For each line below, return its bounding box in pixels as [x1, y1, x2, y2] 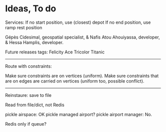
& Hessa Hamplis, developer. [5, 39, 64, 45]
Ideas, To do [5, 3, 56, 14]
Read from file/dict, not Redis [5, 102, 65, 108]
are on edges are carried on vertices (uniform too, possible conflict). [5, 78, 145, 84]
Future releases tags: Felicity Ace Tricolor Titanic [5, 49, 105, 55]
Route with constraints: [5, 63, 52, 69]
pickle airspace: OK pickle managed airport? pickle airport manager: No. [5, 111, 152, 117]
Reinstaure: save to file [5, 92, 52, 98]
